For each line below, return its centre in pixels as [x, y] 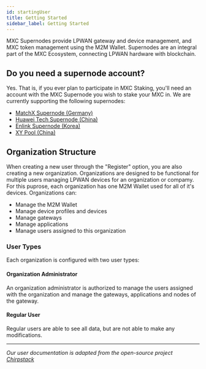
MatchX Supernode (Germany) [54, 113]
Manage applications [42, 224]
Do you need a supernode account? [76, 73]
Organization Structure [51, 152]
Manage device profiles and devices [61, 211]
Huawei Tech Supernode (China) [56, 120]
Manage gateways [39, 218]
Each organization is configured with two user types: [73, 260]
